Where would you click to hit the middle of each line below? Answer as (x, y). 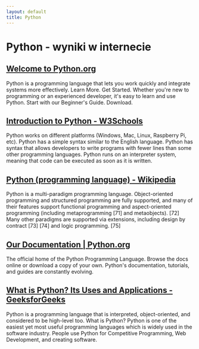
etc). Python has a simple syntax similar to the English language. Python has (100, 142)
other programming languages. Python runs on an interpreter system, (91, 154)
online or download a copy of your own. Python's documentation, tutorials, (98, 265)
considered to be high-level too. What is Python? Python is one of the (91, 320)
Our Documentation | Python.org (68, 245)
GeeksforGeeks (36, 300)
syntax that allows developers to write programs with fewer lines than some (99, 148)
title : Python (24, 17)
